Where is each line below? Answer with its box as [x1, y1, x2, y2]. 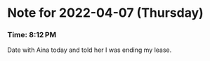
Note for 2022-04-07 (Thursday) [7, 5, 204, 21]
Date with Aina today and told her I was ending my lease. [7, 46, 172, 54]
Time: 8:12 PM [7, 30, 57, 40]
